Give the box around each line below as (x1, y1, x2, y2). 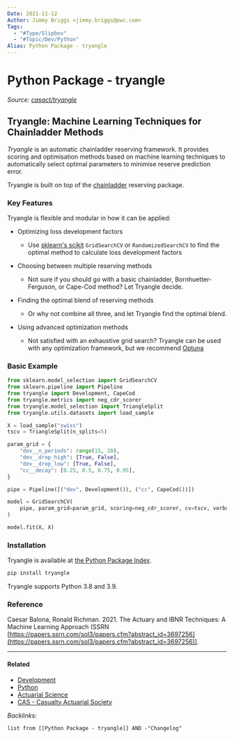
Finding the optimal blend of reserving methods (17, 296, 155, 305)
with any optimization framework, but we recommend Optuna (27, 344, 204, 352)
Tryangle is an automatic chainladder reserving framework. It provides (7, 145, 209, 153)
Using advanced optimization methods (17, 323, 129, 331)
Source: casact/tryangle (7, 95, 77, 104)
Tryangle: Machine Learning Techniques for (7, 116, 202, 127)
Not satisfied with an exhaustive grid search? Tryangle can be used (27, 337, 221, 345)
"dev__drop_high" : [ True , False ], (19, 454, 120, 461)
